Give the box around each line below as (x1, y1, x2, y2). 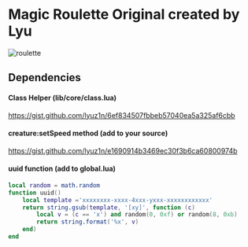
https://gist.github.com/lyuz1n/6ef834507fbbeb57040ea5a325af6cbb (8, 110, 235, 120)
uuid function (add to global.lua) (8, 164, 117, 174)
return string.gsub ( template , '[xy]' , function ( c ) (22, 203, 195, 212)
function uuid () (8, 189, 61, 197)
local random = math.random (8, 181, 101, 190)
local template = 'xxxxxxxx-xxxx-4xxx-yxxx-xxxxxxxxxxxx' (22, 196, 213, 204)
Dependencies (8, 71, 81, 84)
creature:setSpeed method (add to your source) (8, 128, 168, 138)
